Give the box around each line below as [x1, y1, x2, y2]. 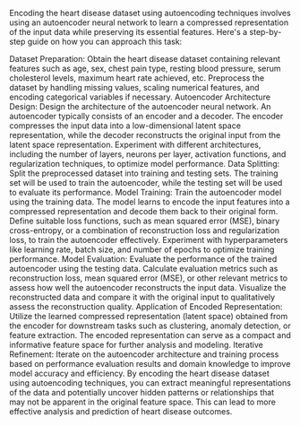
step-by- [249, 27, 282, 37]
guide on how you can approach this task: [27, 36, 183, 47]
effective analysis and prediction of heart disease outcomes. [9, 406, 233, 416]
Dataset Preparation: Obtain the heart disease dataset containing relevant [9, 54, 280, 64]
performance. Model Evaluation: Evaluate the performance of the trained [9, 254, 278, 264]
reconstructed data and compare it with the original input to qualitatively [9, 291, 276, 302]
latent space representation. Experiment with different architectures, [9, 139, 261, 150]
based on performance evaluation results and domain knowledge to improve [9, 359, 291, 369]
